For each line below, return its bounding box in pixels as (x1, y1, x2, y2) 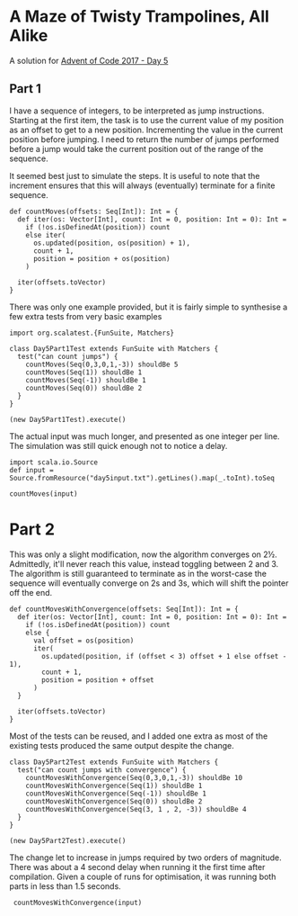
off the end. (9, 587, 53, 597)
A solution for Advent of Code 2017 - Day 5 (9, 55, 169, 66)
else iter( (25, 230, 66, 239)
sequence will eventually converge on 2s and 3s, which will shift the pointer (9, 578, 289, 588)
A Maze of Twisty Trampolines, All (9, 6, 269, 27)
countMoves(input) (9, 489, 78, 498)
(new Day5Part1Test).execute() (9, 415, 127, 424)
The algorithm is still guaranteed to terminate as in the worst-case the (9, 568, 267, 579)
